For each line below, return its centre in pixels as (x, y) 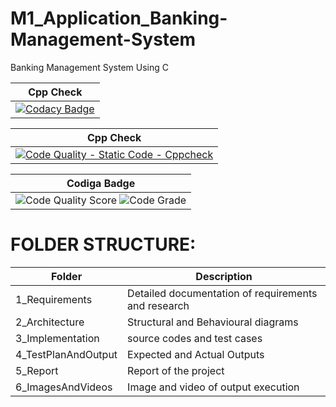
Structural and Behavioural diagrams (213, 322)
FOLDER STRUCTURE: (103, 244)
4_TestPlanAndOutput (66, 354)
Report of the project (176, 370)
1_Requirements (54, 299)
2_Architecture (50, 322)
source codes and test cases (195, 338)
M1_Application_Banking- (119, 18)
